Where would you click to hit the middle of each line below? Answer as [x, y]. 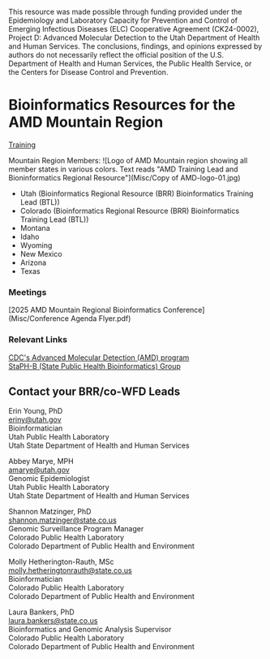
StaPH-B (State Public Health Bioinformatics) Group [94, 366]
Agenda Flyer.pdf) [101, 319]
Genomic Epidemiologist [49, 479]
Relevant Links [38, 340]
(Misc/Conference [39, 319]
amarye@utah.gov [39, 470]
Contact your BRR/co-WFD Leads [94, 391]
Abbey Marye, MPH [41, 462]
